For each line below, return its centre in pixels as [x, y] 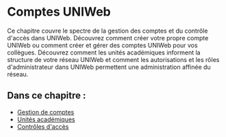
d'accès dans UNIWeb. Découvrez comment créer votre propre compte [108, 37]
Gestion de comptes [46, 112]
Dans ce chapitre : [47, 96]
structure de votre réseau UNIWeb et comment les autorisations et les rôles [113, 59]
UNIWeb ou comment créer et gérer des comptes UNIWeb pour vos [102, 45]
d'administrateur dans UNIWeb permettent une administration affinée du [109, 67]
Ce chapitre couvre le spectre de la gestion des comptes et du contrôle [108, 31]
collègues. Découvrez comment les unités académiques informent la [104, 52]
